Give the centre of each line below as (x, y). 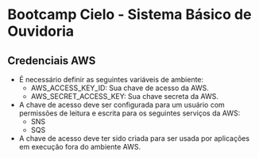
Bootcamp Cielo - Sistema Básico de (129, 15)
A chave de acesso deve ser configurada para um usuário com (122, 105)
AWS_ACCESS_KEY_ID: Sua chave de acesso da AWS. (120, 88)
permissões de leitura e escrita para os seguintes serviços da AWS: (129, 113)
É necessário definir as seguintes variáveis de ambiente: (111, 79)
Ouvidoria (41, 31)
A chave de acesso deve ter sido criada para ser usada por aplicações (134, 138)
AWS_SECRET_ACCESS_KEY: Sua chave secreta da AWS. (125, 96)
